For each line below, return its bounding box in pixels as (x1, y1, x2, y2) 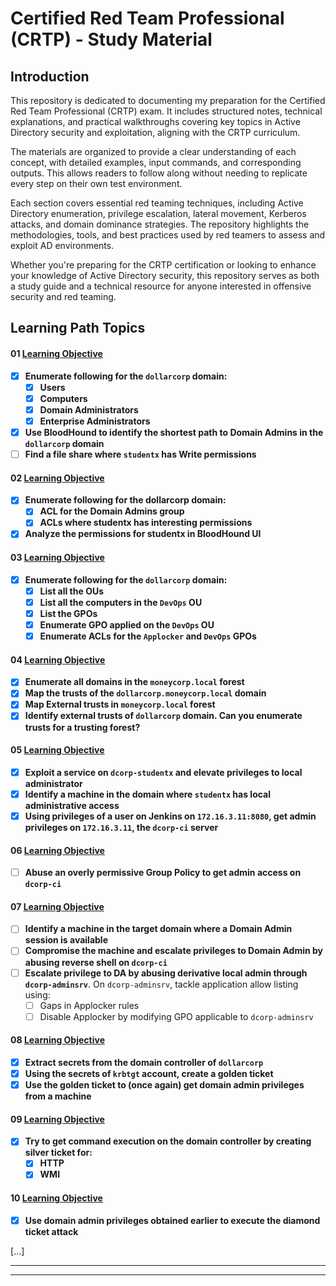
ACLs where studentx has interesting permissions (39, 517, 253, 529)
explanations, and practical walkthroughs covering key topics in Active (10, 116, 301, 127)
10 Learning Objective (10, 1192, 103, 1204)
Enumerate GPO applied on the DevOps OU (39, 618, 215, 631)
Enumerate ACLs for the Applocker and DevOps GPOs (39, 630, 257, 642)
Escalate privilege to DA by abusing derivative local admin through (24, 967, 308, 979)
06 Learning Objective (10, 844, 105, 856)
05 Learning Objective (10, 744, 105, 756)
